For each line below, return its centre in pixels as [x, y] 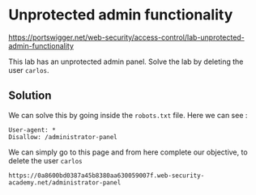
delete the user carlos [45, 160]
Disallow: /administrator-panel [63, 137]
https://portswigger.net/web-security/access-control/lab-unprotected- [126, 37]
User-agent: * [32, 130]
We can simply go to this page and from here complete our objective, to [128, 152]
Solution [30, 96]
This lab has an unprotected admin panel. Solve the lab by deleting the [126, 61]
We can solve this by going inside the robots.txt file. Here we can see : [128, 115]
